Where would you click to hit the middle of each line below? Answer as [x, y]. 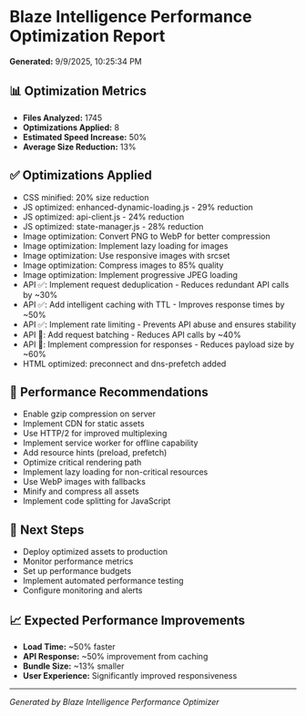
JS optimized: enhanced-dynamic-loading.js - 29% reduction [138, 207]
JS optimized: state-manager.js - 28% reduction [113, 226]
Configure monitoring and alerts [82, 590]
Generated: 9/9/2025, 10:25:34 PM [76, 61]
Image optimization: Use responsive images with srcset [126, 255]
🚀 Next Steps [47, 530]
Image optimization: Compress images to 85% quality [123, 265]
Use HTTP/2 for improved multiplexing [95, 434]
